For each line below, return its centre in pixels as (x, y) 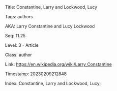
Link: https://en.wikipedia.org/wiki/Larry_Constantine (58, 64)
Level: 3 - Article (22, 45)
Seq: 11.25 (15, 36)
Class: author (18, 55)
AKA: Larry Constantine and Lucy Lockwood (50, 26)
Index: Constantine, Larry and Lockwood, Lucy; (53, 83)
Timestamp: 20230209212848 (36, 74)
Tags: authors (19, 16)
